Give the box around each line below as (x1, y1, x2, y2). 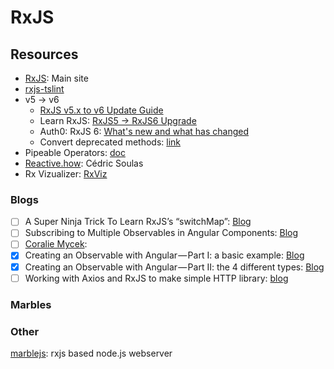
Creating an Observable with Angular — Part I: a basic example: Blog (24, 249, 305, 261)
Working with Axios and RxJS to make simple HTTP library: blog (24, 272, 289, 284)
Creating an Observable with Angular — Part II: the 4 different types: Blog (24, 261, 325, 273)
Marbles (10, 297, 52, 311)
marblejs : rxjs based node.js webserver (10, 347, 173, 359)
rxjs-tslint (24, 83, 65, 95)
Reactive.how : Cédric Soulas (24, 157, 144, 169)
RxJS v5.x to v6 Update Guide (39, 104, 164, 116)
